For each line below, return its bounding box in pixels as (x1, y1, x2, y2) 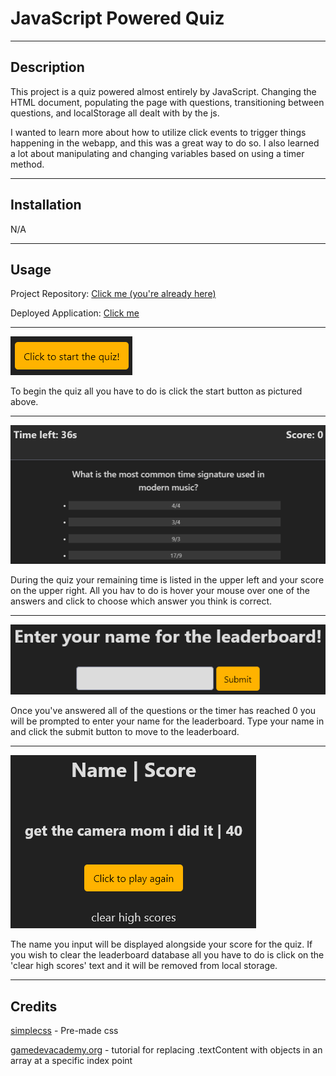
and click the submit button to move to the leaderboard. (10, 726, 240, 738)
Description (10, 59, 85, 76)
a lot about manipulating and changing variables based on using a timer (10, 147, 305, 159)
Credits (10, 998, 58, 1015)
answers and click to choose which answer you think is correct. (10, 595, 273, 607)
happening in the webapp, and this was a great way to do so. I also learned (10, 137, 320, 149)
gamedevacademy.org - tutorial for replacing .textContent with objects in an (10, 1044, 323, 1056)
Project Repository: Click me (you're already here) (10, 288, 217, 300)
